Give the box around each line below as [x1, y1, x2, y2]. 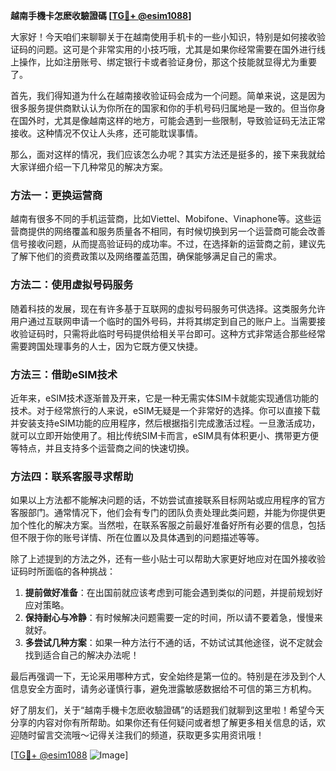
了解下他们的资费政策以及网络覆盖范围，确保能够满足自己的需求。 [10, 250, 282, 263]
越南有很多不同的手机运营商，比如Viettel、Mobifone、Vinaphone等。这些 [10, 213, 313, 225]
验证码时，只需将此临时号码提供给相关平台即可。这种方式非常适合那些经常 [18, 327, 326, 339]
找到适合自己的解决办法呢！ [24, 649, 140, 661]
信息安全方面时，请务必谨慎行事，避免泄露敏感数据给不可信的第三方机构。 [10, 683, 317, 695]
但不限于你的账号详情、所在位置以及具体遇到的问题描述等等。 [10, 532, 265, 544]
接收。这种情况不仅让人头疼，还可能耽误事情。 [10, 127, 203, 139]
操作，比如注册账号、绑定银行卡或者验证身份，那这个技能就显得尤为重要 [18, 56, 317, 68]
